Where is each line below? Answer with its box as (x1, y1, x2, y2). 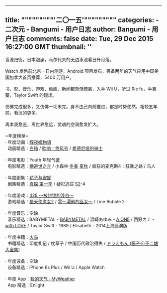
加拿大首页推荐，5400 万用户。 (9, 74, 74, 80)
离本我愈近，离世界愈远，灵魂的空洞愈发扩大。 (5, 121, 101, 127)
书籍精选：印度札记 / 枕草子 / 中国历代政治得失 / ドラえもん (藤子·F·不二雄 (7, 240, 159, 246)
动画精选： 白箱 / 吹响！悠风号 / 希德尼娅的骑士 (7, 145, 103, 151)
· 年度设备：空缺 (5, 258, 38, 264)
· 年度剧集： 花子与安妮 (5, 174, 51, 180)
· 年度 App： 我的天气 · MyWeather (5, 276, 76, 282)
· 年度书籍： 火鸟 (5, 234, 38, 240)
